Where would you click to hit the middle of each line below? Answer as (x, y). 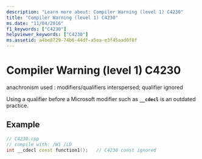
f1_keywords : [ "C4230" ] (37, 29)
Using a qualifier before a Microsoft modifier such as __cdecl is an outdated (101, 99)
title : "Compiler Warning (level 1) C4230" (62, 18)
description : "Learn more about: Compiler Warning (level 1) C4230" (95, 12)
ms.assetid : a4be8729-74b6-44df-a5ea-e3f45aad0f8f (72, 40)
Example (23, 125)
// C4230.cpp (23, 139)
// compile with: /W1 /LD (39, 144)
